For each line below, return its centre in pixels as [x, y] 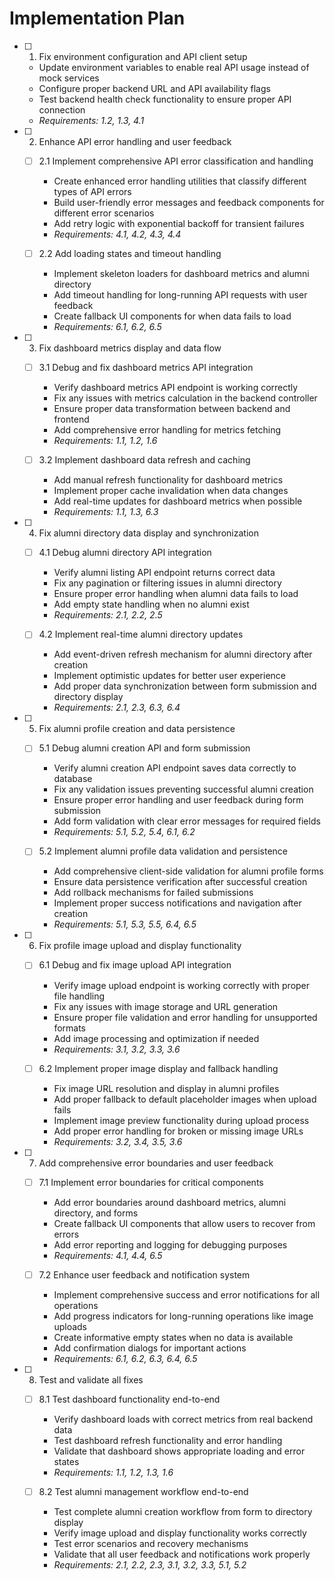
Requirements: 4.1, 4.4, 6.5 [108, 1255]
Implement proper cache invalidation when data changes [171, 491]
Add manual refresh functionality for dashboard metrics [168, 480]
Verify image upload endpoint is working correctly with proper [182, 985]
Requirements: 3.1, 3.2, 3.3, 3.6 [117, 1049]
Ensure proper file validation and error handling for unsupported [185, 1017]
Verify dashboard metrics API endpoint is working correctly [176, 388]
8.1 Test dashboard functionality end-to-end [129, 1399]
